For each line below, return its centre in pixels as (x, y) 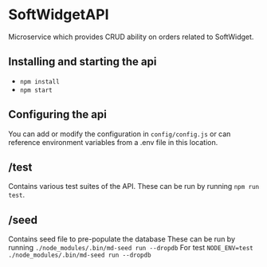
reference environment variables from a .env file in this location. (113, 142)
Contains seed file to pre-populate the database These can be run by (122, 239)
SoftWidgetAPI (59, 15)
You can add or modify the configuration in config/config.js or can (120, 134)
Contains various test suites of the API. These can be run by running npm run (134, 187)
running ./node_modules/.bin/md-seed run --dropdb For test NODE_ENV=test (131, 248)
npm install (39, 81)
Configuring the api (58, 114)
